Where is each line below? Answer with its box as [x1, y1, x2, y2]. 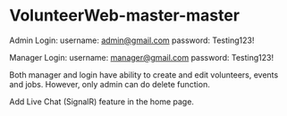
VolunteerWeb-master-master [9, 5, 240, 26]
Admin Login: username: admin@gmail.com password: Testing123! [9, 35, 255, 46]
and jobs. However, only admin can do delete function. [9, 79, 210, 89]
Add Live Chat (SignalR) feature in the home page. [9, 95, 195, 107]
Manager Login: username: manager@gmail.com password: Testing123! [9, 52, 274, 62]
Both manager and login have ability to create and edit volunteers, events [9, 69, 279, 80]
